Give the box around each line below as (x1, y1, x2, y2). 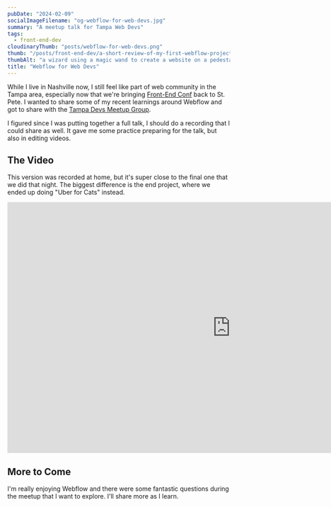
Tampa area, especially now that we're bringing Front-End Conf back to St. (7, 90, 225, 98)
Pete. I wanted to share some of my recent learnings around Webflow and (7, 97, 222, 106)
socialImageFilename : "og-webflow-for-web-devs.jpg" (7, 17, 166, 24)
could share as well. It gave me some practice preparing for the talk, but (7, 126, 217, 135)
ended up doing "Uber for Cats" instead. (7, 188, 125, 197)
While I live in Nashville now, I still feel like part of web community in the (7, 82, 217, 91)
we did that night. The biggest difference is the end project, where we (7, 181, 211, 189)
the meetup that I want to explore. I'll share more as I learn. (7, 492, 179, 501)
